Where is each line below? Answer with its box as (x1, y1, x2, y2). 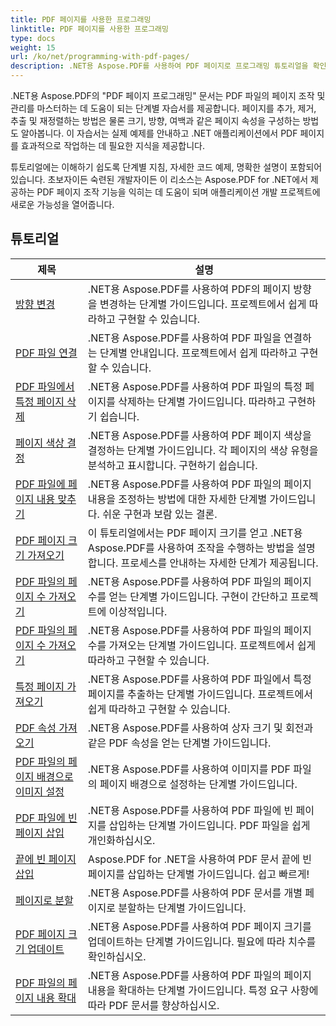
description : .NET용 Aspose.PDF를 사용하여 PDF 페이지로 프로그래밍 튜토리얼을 (10, 61, 309, 71)
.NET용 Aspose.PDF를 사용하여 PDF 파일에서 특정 (87, 672, 312, 686)
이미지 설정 (15, 784, 65, 798)
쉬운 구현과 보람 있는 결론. (102, 507, 218, 521)
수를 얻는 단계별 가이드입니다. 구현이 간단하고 (87, 589, 289, 603)
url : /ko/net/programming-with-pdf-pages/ (10, 52, 190, 62)
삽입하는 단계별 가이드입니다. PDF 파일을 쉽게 (108, 818, 311, 832)
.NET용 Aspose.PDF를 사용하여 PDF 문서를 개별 (87, 886, 303, 900)
